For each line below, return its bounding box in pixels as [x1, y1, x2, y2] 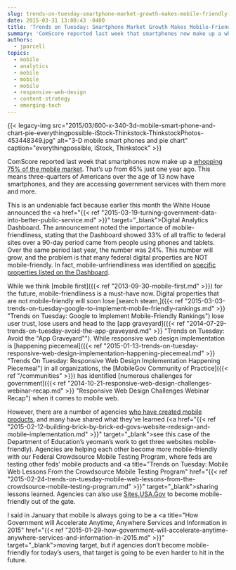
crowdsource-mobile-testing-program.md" [7, 482, 131, 490]
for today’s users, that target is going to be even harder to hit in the [31, 548, 225, 557]
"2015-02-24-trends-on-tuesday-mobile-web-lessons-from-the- [7, 474, 196, 483]
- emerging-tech [13, 102, 61, 109]
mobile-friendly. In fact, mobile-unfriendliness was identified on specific [7, 260, 216, 269]
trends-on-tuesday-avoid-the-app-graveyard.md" [7, 327, 152, 335]
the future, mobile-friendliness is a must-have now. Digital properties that [7, 289, 219, 298]
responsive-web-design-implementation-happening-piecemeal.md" [7, 349, 204, 357]
